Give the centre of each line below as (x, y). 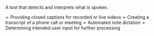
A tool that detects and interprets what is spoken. (57, 7)
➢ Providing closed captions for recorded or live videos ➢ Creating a (77, 17)
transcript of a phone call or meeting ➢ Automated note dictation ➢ (75, 23)
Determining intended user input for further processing (63, 28)
